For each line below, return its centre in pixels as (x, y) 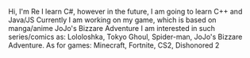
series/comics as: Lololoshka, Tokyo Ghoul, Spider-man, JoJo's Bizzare (125, 37)
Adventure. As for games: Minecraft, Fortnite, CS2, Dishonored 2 (114, 45)
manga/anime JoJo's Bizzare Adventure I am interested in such (112, 28)
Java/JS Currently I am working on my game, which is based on (112, 20)
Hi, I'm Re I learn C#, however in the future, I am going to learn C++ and (125, 12)
